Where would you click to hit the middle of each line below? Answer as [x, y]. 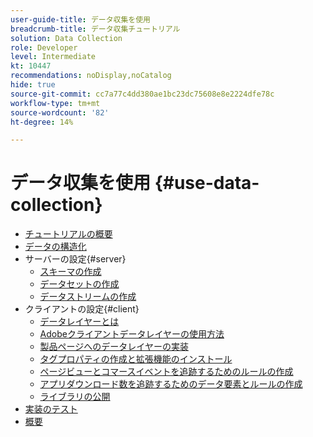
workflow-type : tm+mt [55, 103]
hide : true [33, 85]
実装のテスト [51, 409]
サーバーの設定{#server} [75, 259]
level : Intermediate [53, 57]
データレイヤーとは [79, 322]
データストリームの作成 [88, 297]
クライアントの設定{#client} [82, 309]
